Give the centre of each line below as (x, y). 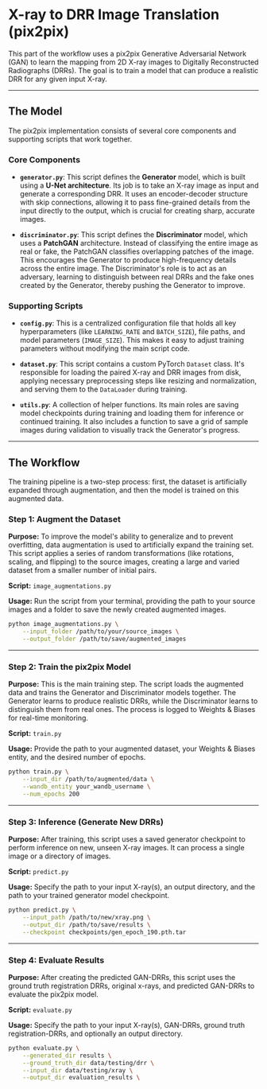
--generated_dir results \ (67, 1056)
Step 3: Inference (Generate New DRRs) (86, 822)
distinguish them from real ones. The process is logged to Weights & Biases (132, 710)
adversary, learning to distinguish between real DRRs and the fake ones (137, 277)
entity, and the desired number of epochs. (77, 757)
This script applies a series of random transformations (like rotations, (121, 554)
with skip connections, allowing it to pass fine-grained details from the (135, 202)
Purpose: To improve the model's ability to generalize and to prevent (121, 537)
